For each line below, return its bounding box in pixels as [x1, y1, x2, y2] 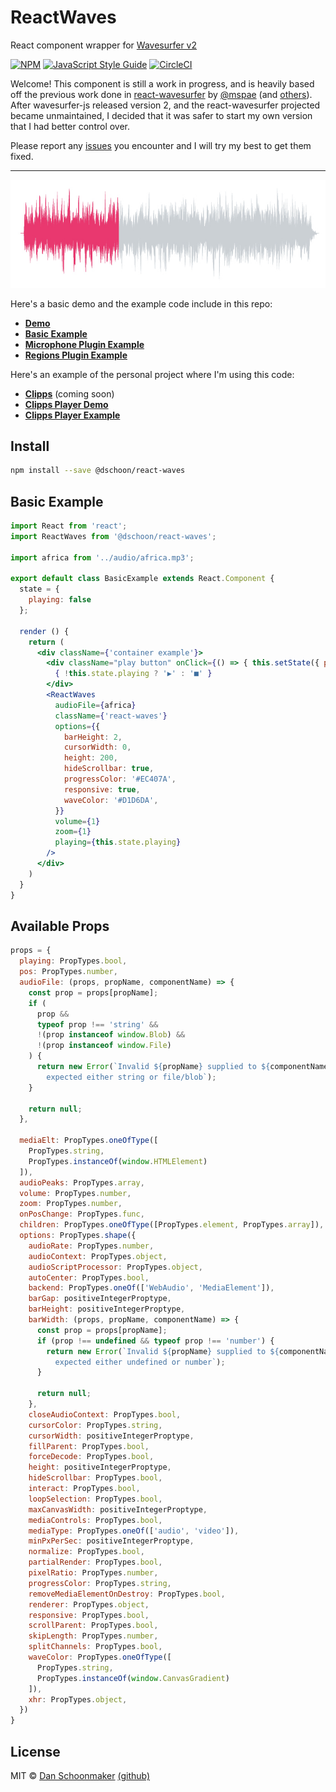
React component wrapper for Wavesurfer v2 [10, 39, 198, 51]
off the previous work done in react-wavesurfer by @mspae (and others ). [10, 88, 313, 100]
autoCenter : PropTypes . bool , [28, 1272, 150, 1283]
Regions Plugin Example [24, 349, 128, 361]
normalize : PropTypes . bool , [28, 1547, 145, 1557]
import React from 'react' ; [10, 521, 128, 531]
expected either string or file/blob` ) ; [46, 1072, 217, 1082]
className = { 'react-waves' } [54, 711, 168, 721]
